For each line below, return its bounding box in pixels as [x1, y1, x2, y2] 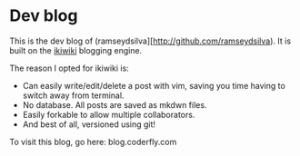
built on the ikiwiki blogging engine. [9, 44, 143, 55]
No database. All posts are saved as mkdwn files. [22, 99, 207, 110]
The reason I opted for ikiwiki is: [9, 63, 129, 73]
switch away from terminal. [22, 90, 125, 101]
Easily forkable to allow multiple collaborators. [22, 109, 195, 120]
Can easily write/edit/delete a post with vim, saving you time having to [22, 80, 286, 91]
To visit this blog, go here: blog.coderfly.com [9, 136, 177, 147]
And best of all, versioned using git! [22, 119, 156, 130]
